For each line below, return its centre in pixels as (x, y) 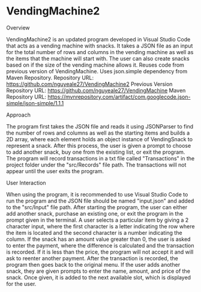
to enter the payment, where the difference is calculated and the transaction (100, 245)
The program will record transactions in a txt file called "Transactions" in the (100, 158)
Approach (19, 115)
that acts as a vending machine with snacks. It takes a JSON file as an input (100, 46)
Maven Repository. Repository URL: (50, 78)
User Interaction (26, 183)
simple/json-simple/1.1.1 (35, 103)
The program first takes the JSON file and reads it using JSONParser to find (100, 126)
